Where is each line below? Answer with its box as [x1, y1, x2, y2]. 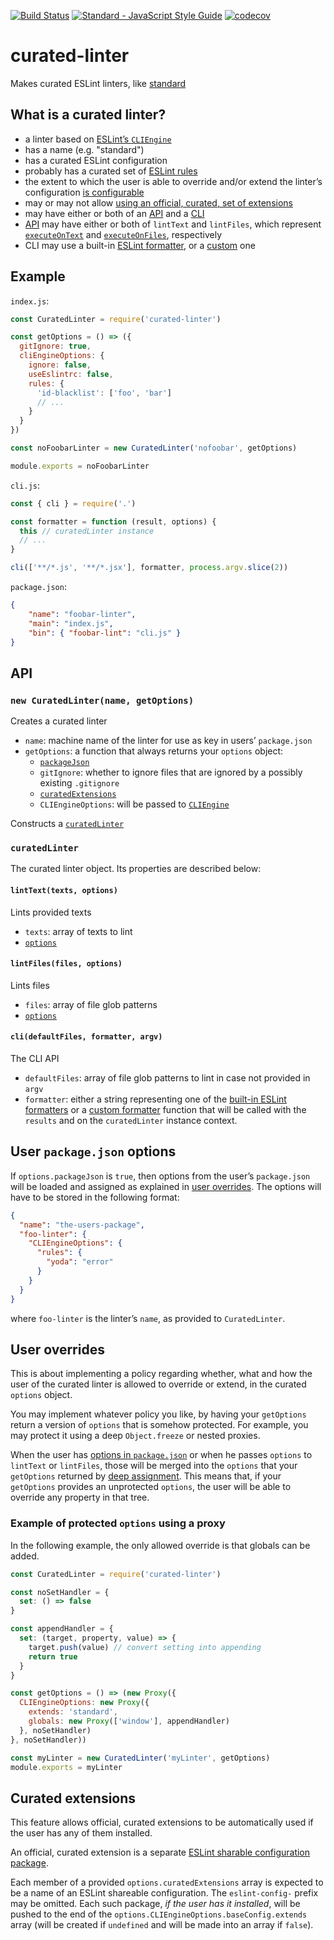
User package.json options [10, 1143, 177, 1160]
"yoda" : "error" [46, 1257, 114, 1267]
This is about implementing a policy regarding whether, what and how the [10, 1368, 313, 1380]
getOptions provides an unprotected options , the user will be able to [10, 1481, 292, 1493]
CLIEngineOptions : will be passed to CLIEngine [39, 798, 230, 810]
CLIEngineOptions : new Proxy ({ [19, 1698, 150, 1708]
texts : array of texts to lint [24, 925, 133, 937]
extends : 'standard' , [28, 1707, 118, 1717]
